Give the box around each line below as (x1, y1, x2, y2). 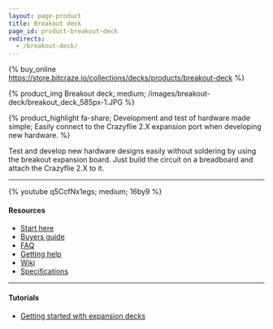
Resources (8, 205, 46, 215)
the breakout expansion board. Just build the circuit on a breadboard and (8, 155, 253, 165)
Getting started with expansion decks (19, 310, 146, 321)
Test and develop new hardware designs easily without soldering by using (8, 146, 257, 156)
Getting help (19, 249, 63, 259)
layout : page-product (8, 11, 82, 20)
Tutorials (8, 292, 39, 302)
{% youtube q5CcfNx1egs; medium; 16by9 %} (8, 187, 162, 197)
